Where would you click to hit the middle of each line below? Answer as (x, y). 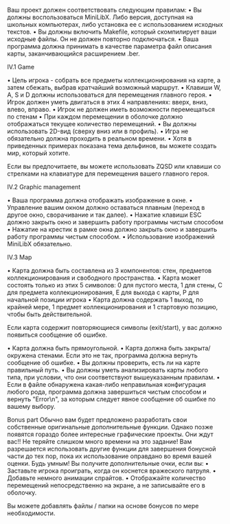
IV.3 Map (20, 257)
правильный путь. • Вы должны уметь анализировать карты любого (107, 370)
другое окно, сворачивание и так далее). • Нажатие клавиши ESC (104, 215)
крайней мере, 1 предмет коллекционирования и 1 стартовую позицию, (113, 307)
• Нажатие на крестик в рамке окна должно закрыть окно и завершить (112, 229)
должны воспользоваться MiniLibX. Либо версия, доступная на (100, 17)
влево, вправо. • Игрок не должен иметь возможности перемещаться (111, 109)
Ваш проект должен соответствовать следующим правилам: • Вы (105, 10)
